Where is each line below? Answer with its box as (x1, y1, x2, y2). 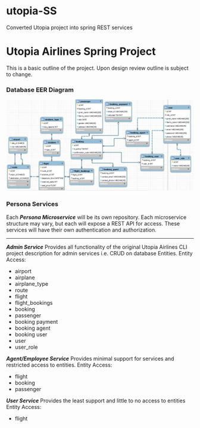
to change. (6, 70, 33, 78)
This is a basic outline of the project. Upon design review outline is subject (6, 64, 189, 71)
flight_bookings (14, 299, 53, 306)
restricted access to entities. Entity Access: (6, 361, 112, 368)
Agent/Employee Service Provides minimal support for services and (6, 355, 174, 362)
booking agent (14, 324, 51, 332)
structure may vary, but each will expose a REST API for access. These (6, 220, 180, 227)
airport (14, 267, 32, 274)
